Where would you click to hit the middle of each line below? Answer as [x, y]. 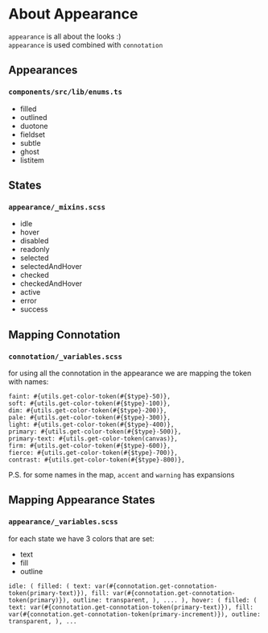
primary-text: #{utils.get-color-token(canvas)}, [93, 439]
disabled [34, 241]
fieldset [33, 134]
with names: [29, 382]
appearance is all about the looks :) [65, 36]
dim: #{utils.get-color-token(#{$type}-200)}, [88, 411]
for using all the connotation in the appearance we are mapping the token [130, 373]
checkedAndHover [51, 283]
